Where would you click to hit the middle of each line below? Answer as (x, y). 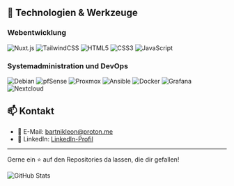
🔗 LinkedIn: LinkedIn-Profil (55, 139)
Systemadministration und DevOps (68, 65)
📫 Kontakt (31, 111)
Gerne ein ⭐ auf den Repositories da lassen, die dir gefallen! (93, 159)
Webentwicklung (37, 33)
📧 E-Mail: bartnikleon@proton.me (65, 131)
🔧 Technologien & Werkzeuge (72, 13)
